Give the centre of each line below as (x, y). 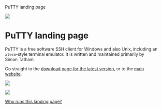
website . (14, 74)
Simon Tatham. (20, 59)
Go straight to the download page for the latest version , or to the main (74, 69)
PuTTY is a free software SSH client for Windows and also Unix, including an (81, 49)
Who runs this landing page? (33, 101)
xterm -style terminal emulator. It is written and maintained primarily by (75, 54)
